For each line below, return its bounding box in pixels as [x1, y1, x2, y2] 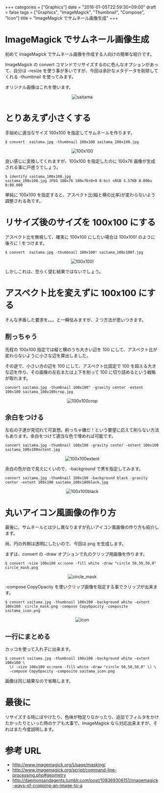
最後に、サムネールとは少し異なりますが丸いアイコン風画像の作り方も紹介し [5, 524, 159, 530]
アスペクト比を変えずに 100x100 [5, 288, 137, 298]
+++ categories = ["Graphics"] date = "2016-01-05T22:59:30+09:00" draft [5, 4, 156, 10]
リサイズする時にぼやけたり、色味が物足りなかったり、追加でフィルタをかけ [5, 714, 159, 720]
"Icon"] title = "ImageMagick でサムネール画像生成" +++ [5, 15, 118, 21]
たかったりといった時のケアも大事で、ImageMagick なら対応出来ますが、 [5, 720, 153, 726]
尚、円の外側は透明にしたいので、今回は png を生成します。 [5, 541, 126, 547]
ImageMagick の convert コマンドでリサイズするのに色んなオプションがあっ [5, 61, 159, 68]
